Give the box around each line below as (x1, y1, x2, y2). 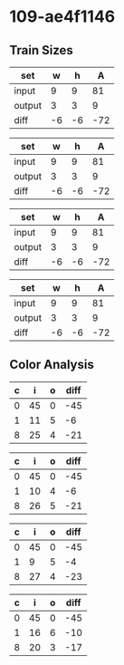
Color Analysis (9, 357, 95, 372)
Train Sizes (9, 43, 74, 58)
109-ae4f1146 (9, 6, 116, 27)
